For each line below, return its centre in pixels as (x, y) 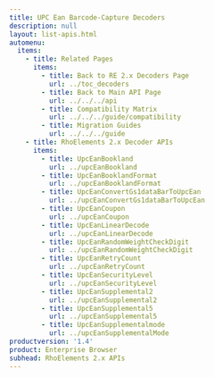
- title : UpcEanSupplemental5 (97, 308)
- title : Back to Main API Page (102, 92)
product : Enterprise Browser (63, 349)
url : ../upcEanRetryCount (97, 267)
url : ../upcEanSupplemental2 (103, 300)
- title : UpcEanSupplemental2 (97, 291)
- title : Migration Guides (91, 126)
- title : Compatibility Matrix (99, 109)
